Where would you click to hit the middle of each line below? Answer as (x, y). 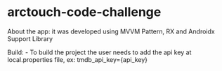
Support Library (30, 38)
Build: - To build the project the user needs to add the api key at (99, 52)
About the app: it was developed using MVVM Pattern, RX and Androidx (111, 31)
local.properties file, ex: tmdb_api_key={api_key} (78, 59)
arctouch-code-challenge (84, 12)
